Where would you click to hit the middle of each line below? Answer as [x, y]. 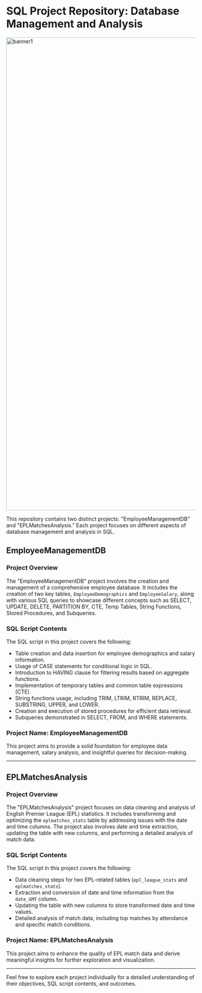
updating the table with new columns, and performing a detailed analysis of [100, 833]
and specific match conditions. [53, 925]
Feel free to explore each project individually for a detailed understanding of [100, 977]
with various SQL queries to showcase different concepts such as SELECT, [99, 600]
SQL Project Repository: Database [93, 11]
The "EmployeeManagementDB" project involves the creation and [88, 581]
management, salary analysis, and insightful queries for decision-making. [97, 753]
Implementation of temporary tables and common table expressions [99, 685]
